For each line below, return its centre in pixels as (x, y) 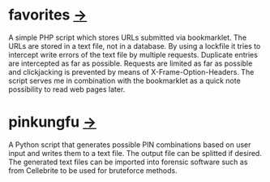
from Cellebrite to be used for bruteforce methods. (93, 170)
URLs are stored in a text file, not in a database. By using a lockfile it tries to (135, 45)
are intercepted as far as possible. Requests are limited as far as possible (131, 63)
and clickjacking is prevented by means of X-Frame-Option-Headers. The (131, 71)
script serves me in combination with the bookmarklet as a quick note (124, 80)
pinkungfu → (53, 122)
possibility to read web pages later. (67, 89)
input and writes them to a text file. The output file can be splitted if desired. (135, 153)
